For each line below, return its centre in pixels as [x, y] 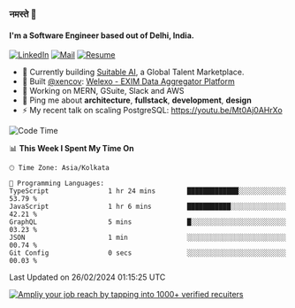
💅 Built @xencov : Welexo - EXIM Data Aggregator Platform [129, 81]
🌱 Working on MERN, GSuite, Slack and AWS [103, 91]
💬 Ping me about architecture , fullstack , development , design [136, 100]
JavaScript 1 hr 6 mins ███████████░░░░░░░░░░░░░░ [148, 207]
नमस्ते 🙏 [23, 14]
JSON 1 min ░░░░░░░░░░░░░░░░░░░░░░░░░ [148, 238]
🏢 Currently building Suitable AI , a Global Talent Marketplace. [133, 72]
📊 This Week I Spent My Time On [72, 149]
